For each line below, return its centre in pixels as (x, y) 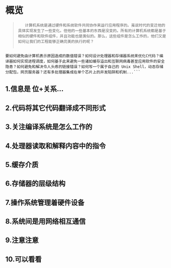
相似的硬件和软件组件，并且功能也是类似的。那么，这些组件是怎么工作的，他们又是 (92, 36)
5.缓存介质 (22, 164)
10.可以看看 (23, 259)
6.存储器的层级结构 (35, 184)
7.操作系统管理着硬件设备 (45, 203)
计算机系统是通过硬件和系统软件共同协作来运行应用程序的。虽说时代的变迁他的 (95, 25)
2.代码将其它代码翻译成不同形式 (56, 108)
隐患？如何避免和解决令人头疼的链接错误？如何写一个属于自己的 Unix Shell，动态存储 (84, 67)
